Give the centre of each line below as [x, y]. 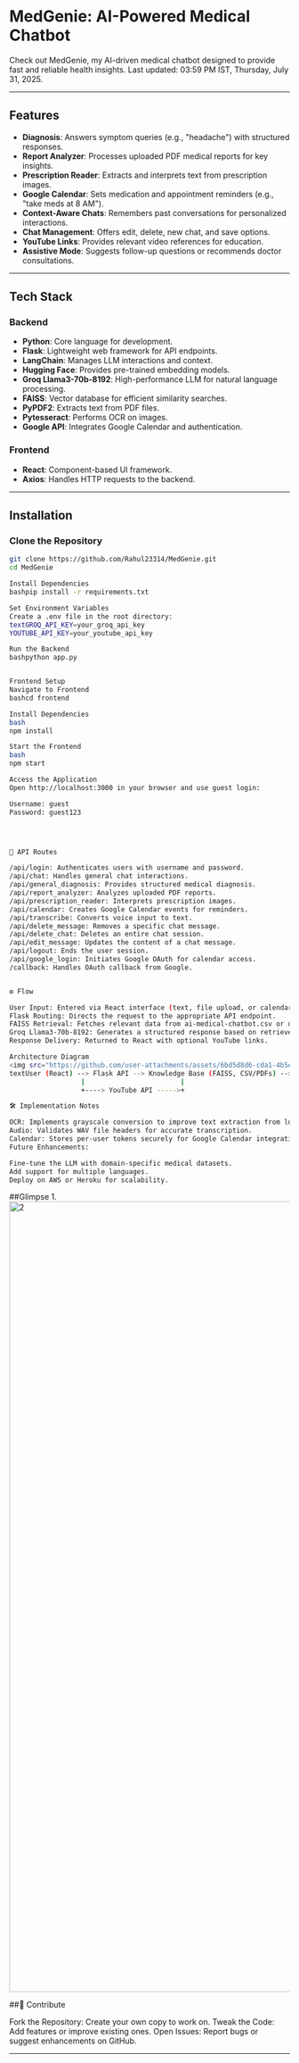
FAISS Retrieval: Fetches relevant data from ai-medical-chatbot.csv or [147, 1024]
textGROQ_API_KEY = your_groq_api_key [77, 625]
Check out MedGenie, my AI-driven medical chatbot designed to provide [142, 60]
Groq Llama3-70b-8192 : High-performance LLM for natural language [149, 379]
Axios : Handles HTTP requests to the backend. [109, 478]
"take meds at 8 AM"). [63, 204]
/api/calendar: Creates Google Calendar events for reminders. [129, 909]
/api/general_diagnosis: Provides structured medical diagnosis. [133, 885]
